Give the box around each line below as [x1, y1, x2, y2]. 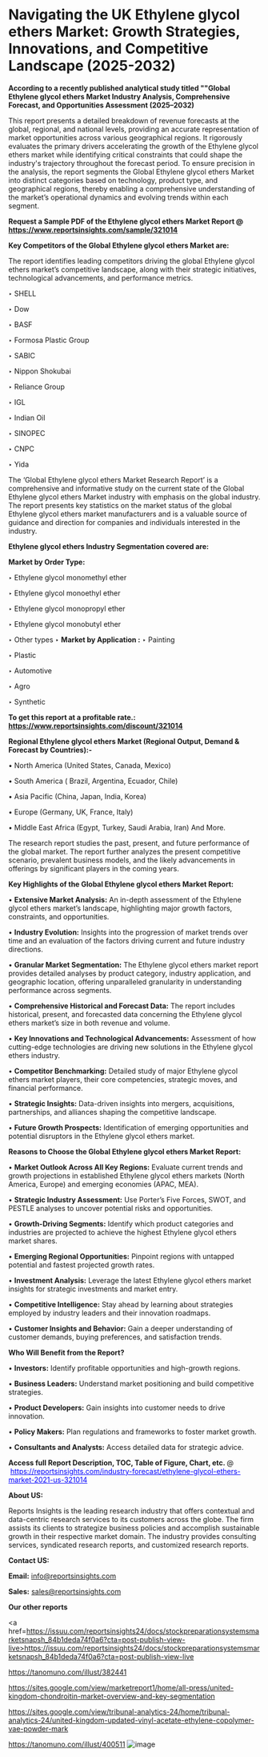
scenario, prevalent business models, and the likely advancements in [8, 855, 236, 865]
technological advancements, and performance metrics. [8, 273, 194, 282]
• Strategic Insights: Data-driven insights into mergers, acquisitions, [8, 1098, 235, 1108]
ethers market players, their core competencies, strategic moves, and [8, 1074, 238, 1084]
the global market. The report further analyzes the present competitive [8, 846, 242, 856]
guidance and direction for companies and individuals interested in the [8, 517, 241, 527]
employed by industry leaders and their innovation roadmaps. [8, 1308, 211, 1318]
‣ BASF [8, 319, 33, 329]
